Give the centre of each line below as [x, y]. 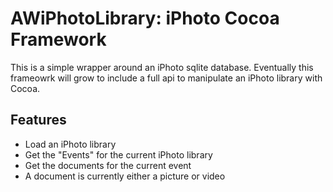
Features [38, 120]
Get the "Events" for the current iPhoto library [118, 154]
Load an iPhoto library [70, 144]
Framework [58, 39]
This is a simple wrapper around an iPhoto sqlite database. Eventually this [162, 67]
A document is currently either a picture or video [125, 176]
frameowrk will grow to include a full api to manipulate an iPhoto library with [166, 78]
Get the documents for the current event [108, 165]
